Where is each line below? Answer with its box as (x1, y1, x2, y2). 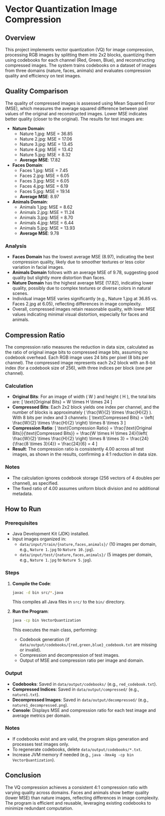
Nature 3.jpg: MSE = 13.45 (19, 141, 73, 147)
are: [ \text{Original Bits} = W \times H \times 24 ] (12, 399, 112, 405)
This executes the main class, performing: (12, 627, 98, 633)
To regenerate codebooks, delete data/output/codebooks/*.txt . (12, 746, 142, 752)
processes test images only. (12, 741, 69, 747)
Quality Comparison (5, 87, 68, 96)
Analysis (5, 243, 27, 249)
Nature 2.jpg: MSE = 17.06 (19, 136, 72, 142)
